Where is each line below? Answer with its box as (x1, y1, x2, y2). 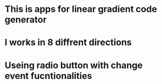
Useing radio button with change (4, 60, 143, 71)
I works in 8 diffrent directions (4, 37, 132, 48)
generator (4, 14, 47, 25)
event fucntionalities (4, 70, 93, 82)
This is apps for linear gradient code (4, 3, 158, 15)
